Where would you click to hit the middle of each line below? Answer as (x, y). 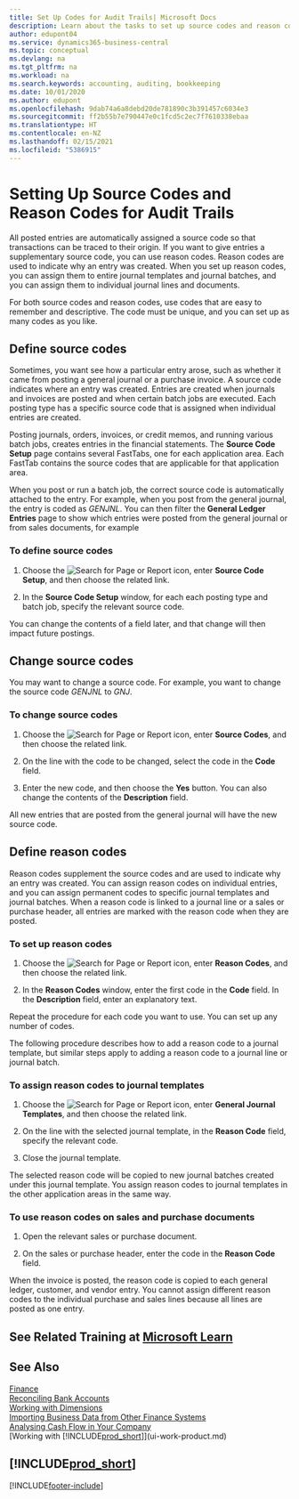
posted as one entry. (47, 1309)
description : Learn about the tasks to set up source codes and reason (145, 26)
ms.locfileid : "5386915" (55, 150)
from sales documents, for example (74, 528)
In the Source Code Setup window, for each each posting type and (145, 596)
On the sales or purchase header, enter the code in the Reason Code (149, 1254)
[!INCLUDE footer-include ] (57, 1485)
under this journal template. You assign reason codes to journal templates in (148, 1185)
